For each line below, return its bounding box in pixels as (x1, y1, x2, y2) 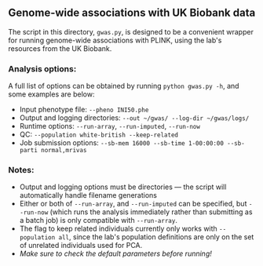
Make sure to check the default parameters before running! (19, 249, 212, 258)
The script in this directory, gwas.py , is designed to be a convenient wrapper (8, 27, 254, 36)
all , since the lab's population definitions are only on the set (58, 232, 254, 242)
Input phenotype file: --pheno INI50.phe (19, 105, 149, 115)
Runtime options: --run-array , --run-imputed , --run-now (19, 122, 200, 131)
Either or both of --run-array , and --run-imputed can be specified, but (19, 199, 247, 209)
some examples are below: (8, 89, 95, 99)
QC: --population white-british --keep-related (19, 129, 179, 140)
